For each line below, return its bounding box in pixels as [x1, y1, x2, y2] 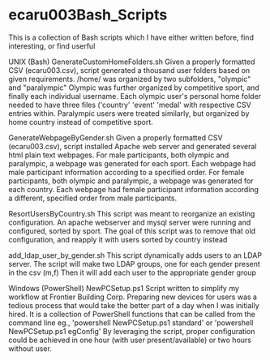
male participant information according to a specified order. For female [8, 167, 245, 177]
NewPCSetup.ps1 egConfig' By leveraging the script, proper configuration [8, 326, 255, 336]
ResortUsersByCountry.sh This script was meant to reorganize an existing [8, 208, 255, 218]
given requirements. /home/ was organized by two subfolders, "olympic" [8, 74, 251, 84]
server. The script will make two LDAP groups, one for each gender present [8, 259, 261, 268]
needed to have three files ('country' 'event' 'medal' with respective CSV [8, 100, 251, 109]
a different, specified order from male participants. [8, 193, 178, 203]
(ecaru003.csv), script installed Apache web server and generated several [8, 141, 257, 151]
